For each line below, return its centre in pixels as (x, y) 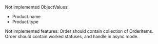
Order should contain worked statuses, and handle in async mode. (72, 36)
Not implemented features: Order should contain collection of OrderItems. (79, 31)
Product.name (26, 16)
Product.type (25, 22)
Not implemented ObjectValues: (37, 7)
